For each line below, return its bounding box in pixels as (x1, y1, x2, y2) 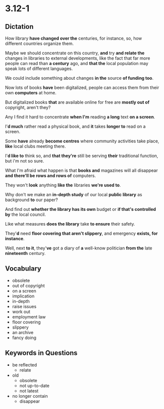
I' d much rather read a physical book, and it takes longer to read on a (5, 123, 146, 129)
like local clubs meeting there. (5, 143, 66, 149)
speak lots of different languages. (5, 66, 73, 71)
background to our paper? (5, 197, 58, 203)
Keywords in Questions (5, 349, 77, 357)
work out (12, 309, 30, 315)
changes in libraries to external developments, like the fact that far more (5, 55, 150, 61)
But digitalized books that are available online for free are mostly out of (5, 99, 150, 105)
